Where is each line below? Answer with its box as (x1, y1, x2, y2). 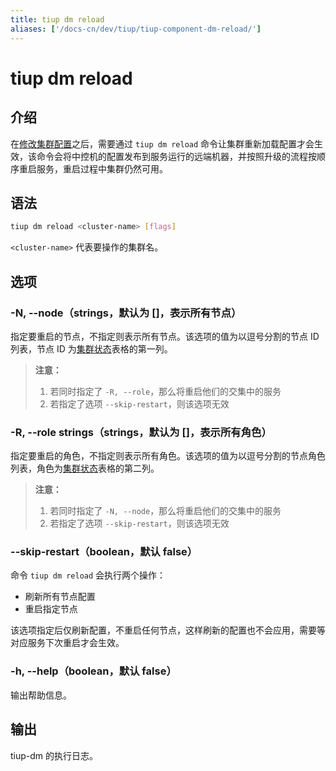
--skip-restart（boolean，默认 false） (10, 545, 198, 559)
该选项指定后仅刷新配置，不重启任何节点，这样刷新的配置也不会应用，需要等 (10, 624, 326, 636)
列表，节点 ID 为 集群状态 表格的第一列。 (10, 342, 173, 355)
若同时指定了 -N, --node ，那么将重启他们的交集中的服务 (49, 505, 282, 517)
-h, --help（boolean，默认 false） (10, 664, 177, 678)
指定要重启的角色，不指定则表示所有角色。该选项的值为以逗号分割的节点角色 (10, 450, 326, 462)
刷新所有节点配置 (24, 591, 96, 603)
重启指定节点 (24, 603, 78, 615)
